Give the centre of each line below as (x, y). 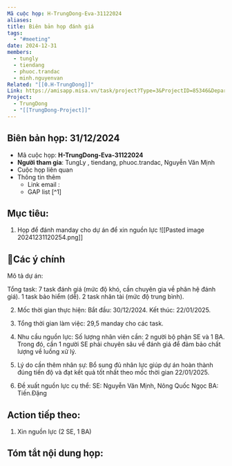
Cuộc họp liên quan (45, 170)
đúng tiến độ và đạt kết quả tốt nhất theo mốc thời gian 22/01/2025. (113, 373)
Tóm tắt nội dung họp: (55, 453)
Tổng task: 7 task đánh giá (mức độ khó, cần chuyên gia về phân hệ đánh (112, 289)
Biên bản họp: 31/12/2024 (64, 138)
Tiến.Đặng (32, 393)
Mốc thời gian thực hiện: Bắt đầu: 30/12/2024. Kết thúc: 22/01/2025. (114, 310)
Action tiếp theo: (44, 415)
